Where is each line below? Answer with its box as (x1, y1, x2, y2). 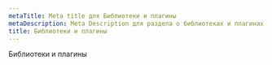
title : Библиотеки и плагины (8, 27, 107, 35)
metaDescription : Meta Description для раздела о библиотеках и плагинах (8, 19, 265, 28)
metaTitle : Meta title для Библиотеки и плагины (8, 11, 177, 20)
